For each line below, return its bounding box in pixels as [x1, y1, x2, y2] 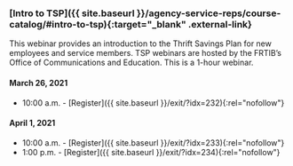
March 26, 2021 [9, 77, 68, 88]
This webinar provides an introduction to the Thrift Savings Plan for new [9, 38, 273, 49]
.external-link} [187, 18, 253, 30]
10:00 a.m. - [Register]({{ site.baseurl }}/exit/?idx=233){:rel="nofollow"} [21, 137, 285, 148]
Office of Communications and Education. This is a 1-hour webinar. [9, 57, 254, 68]
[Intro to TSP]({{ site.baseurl [9, 7, 135, 20]
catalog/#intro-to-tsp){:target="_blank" [9, 18, 186, 30]
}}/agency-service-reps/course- [136, 7, 281, 20]
